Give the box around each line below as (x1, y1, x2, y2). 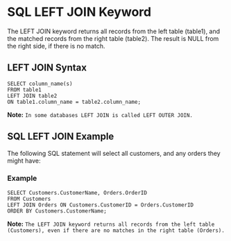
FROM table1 (7, 86, 42, 93)
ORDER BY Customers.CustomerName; (7, 207, 108, 215)
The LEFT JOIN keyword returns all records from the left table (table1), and (7, 27, 221, 35)
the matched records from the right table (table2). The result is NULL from (7, 34, 219, 42)
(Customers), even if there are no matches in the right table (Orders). (7, 226, 225, 234)
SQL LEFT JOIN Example (7, 131, 114, 143)
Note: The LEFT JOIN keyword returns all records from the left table (7, 220, 215, 228)
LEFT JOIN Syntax (7, 62, 87, 73)
